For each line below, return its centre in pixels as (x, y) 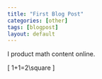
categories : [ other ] (38, 21)
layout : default (31, 34)
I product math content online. (51, 54)
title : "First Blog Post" (45, 14)
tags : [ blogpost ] (33, 27)
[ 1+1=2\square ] (31, 68)
